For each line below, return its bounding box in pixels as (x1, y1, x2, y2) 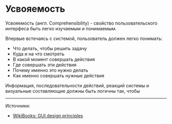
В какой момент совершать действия (12, 56, 95, 62)
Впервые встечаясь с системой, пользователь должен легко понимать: (5, 35, 163, 42)
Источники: (5, 102, 31, 109)
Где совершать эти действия (12, 61, 77, 68)
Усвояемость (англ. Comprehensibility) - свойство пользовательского (5, 20, 158, 26)
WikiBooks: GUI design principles (12, 112, 83, 118)
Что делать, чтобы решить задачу (12, 45, 87, 51)
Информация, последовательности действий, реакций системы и (5, 82, 149, 89)
